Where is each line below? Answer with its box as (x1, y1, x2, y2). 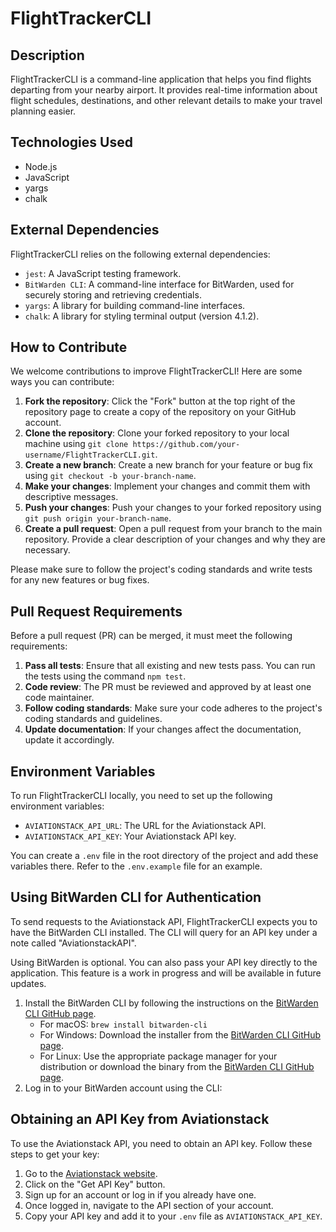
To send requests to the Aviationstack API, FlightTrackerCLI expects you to (10, 915, 318, 927)
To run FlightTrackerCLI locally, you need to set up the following (10, 790, 273, 802)
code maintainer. (24, 692, 95, 704)
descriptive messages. (24, 491, 119, 503)
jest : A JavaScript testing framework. (24, 267, 182, 279)
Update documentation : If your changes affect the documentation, (24, 723, 302, 736)
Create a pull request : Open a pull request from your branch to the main (24, 523, 323, 535)
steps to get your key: (10, 1148, 100, 1160)
